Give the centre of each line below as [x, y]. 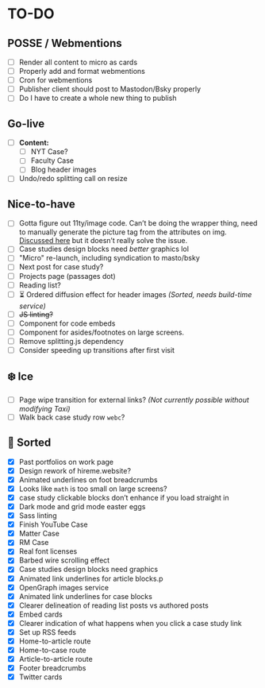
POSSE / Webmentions [65, 43]
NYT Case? [49, 152]
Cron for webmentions [56, 80]
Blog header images [63, 170]
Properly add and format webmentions [82, 72]
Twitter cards [40, 677]
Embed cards [40, 614]
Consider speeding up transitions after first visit [97, 350]
